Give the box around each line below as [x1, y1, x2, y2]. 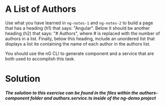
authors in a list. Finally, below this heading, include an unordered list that [5, 36, 155, 42]
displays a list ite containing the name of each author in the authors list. [5, 41, 151, 47]
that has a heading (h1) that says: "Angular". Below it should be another [5, 25, 150, 31]
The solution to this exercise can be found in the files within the [5, 90, 139, 96]
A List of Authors [5, 3, 76, 15]
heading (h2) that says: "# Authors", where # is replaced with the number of [5, 30, 160, 36]
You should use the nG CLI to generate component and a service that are [5, 51, 155, 56]
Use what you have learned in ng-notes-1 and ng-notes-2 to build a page [5, 20, 154, 26]
